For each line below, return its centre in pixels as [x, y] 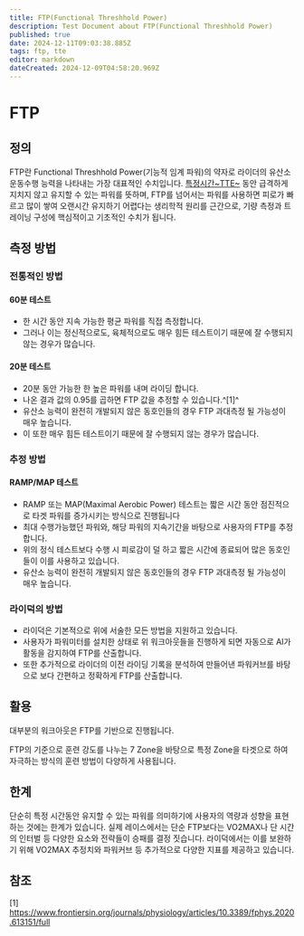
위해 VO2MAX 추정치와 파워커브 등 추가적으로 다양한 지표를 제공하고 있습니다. [156, 849]
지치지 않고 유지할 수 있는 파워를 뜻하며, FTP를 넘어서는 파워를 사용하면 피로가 [147, 194]
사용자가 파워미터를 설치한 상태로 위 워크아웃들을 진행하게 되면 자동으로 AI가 [157, 642]
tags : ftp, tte [38, 52]
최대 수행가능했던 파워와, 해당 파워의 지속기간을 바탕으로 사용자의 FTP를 [149, 526]
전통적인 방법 [36, 277]
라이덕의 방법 [36, 609]
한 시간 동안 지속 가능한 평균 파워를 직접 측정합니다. [113, 321]
